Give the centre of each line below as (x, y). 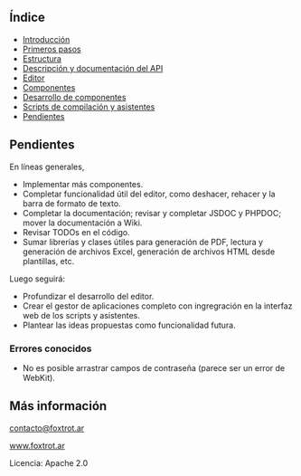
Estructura (42, 58)
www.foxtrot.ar (37, 445)
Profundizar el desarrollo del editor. (88, 296)
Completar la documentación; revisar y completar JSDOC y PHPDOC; (152, 213)
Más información (58, 406)
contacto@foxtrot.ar (47, 428)
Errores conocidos (51, 348)
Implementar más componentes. (83, 184)
